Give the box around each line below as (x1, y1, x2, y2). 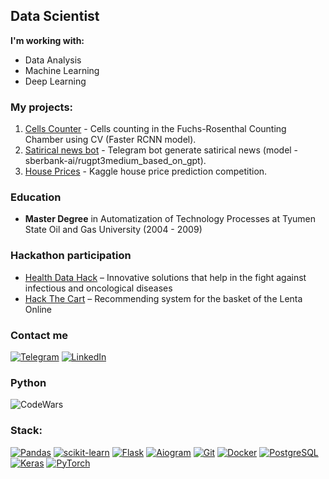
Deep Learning (24, 75, 87, 87)
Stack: (10, 424, 43, 438)
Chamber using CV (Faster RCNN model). (24, 134, 197, 146)
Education (10, 190, 62, 204)
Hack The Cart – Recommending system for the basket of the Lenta (24, 292, 303, 304)
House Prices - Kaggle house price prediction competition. (24, 165, 268, 178)
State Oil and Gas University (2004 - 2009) (24, 224, 203, 236)
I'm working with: (10, 34, 85, 46)
